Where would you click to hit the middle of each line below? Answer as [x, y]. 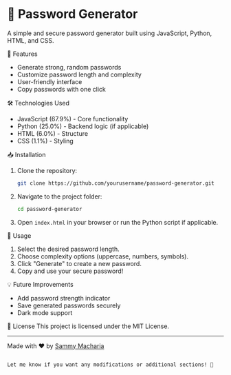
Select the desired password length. [68, 249]
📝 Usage [19, 235]
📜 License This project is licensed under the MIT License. [88, 326]
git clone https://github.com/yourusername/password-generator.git [115, 183]
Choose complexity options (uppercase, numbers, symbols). [103, 256]
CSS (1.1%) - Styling [45, 141]
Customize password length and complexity [79, 74]
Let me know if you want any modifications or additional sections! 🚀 [110, 365]
